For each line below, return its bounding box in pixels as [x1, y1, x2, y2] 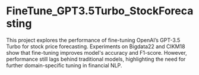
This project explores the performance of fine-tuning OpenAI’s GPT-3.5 [6, 36, 181, 43]
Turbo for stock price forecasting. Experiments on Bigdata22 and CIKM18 [6, 43, 185, 50]
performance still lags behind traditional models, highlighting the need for [6, 55, 186, 62]
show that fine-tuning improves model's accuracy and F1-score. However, [6, 49, 187, 56]
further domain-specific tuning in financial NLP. [6, 61, 122, 69]
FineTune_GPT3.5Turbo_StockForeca [6, 4, 194, 18]
